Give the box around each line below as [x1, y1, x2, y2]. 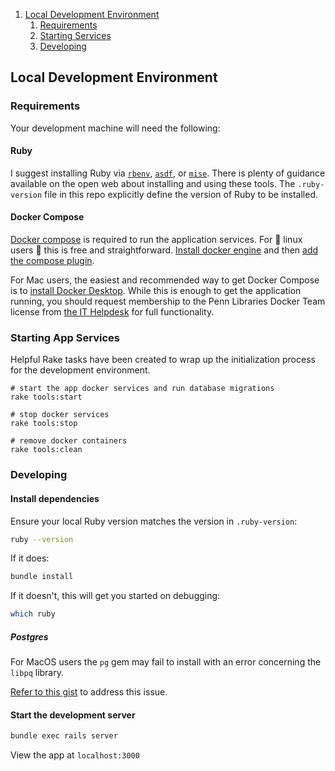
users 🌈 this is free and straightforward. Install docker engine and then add [10, 244, 319, 256]
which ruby [10, 609, 56, 619]
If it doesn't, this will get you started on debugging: [10, 590, 221, 602]
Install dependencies [10, 492, 100, 504]
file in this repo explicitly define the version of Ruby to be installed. [44, 188, 318, 200]
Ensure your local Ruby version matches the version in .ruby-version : [10, 515, 298, 527]
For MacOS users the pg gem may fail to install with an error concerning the [10, 656, 322, 668]
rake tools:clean [10, 445, 83, 455]
